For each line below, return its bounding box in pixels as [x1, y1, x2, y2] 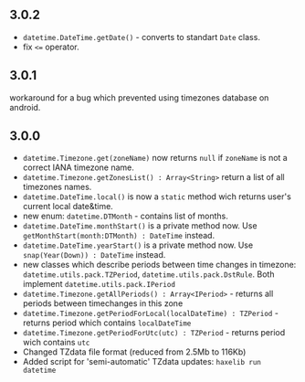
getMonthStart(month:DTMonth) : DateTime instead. [22, 230, 216, 241]
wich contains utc [22, 337, 90, 348]
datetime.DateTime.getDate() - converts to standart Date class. [22, 31, 260, 42]
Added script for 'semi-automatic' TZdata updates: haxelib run [22, 356, 262, 367]
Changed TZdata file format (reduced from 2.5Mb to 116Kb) [22, 346, 247, 357]
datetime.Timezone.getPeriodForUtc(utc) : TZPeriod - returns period [22, 327, 286, 338]
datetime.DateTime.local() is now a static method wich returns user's [22, 191, 292, 202]
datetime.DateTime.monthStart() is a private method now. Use [22, 220, 258, 231]
